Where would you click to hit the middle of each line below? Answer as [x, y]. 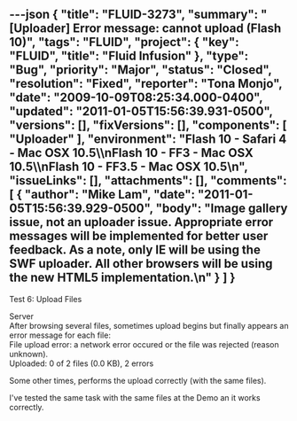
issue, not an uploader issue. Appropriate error [141, 222]
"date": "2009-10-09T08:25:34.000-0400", [136, 98]
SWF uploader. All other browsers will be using [141, 264]
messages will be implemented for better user [139, 236]
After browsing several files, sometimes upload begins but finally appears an [149, 325]
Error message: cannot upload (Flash [177, 29]
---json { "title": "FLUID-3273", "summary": [134, 15]
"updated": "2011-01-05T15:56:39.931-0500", [141, 111]
